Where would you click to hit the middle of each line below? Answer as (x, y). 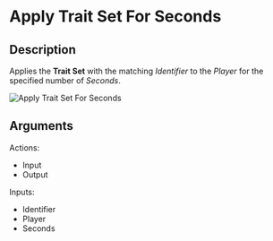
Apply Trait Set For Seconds (115, 17)
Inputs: (22, 192)
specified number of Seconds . (65, 81)
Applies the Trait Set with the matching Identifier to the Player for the (136, 71)
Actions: (25, 147)
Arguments (42, 126)
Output (35, 174)
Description (43, 50)
